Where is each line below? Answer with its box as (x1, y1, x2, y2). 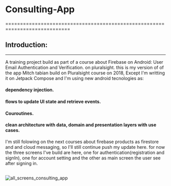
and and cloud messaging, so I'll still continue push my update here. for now (5, 144, 165, 150)
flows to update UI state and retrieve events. (5, 98, 101, 104)
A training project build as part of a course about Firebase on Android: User (5, 59, 164, 65)
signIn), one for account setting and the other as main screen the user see (5, 154, 161, 161)
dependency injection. (5, 87, 54, 93)
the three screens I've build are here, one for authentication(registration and (5, 149, 164, 155)
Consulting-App (5, 4, 75, 15)
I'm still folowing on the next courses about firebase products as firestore (5, 139, 159, 145)
